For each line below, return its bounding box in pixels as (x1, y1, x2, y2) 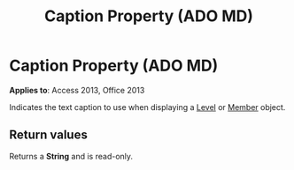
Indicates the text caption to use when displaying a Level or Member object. (9, 101, 286, 112)
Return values (9, 128, 89, 143)
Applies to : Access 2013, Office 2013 (9, 85, 145, 95)
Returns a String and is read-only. (9, 151, 134, 161)
